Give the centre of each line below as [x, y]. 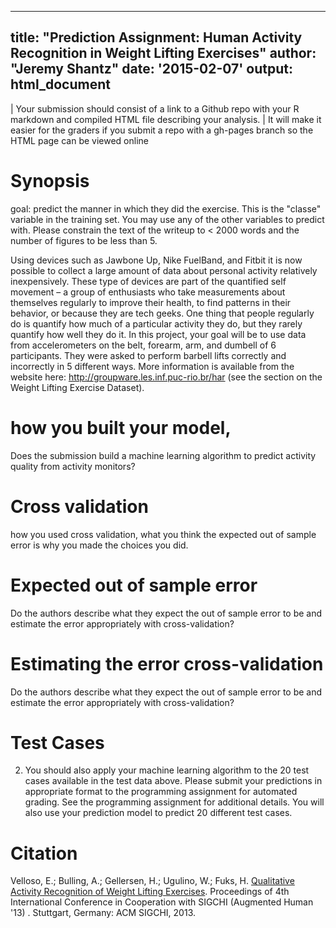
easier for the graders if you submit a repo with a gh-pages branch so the [162, 130]
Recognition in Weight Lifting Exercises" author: [163, 53]
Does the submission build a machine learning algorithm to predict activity [163, 455]
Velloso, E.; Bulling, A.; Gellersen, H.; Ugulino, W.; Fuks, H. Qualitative [152, 881]
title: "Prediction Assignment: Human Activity [156, 37]
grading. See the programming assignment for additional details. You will [174, 802]
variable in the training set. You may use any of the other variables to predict [167, 219]
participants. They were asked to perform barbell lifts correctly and [148, 355]
